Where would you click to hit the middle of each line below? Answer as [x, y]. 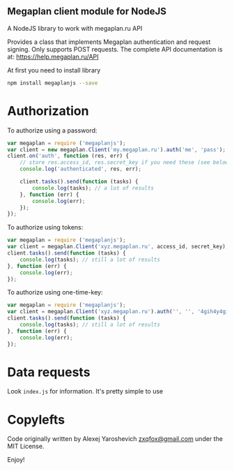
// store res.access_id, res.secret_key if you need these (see [115, 163]
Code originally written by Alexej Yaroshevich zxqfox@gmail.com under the [115, 439]
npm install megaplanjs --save [53, 83]
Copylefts [36, 420]
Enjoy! [16, 460]
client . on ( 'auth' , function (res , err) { [68, 156]
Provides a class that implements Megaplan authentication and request [109, 42]
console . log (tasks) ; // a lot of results [93, 188]
